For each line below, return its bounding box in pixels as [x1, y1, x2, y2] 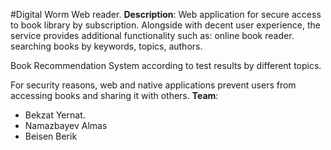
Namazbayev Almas [24, 120, 108, 131]
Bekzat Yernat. [24, 109, 86, 121]
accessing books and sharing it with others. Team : [10, 90, 219, 101]
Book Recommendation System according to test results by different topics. [10, 60, 322, 71]
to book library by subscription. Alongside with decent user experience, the [10, 19, 321, 31]
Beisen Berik [24, 130, 78, 142]
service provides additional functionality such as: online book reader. [10, 30, 295, 41]
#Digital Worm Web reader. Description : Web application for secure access [10, 9, 322, 20]
